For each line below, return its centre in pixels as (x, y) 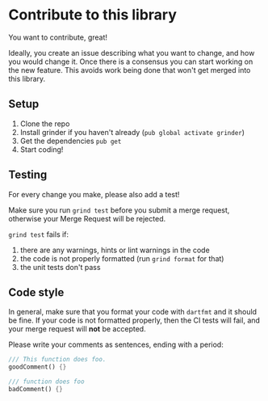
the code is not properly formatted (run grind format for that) (122, 258)
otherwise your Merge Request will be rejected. (87, 218)
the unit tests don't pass (60, 267)
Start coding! (42, 149)
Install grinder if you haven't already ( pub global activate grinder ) (132, 132)
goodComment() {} (38, 367)
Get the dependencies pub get (71, 141)
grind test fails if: (39, 234)
